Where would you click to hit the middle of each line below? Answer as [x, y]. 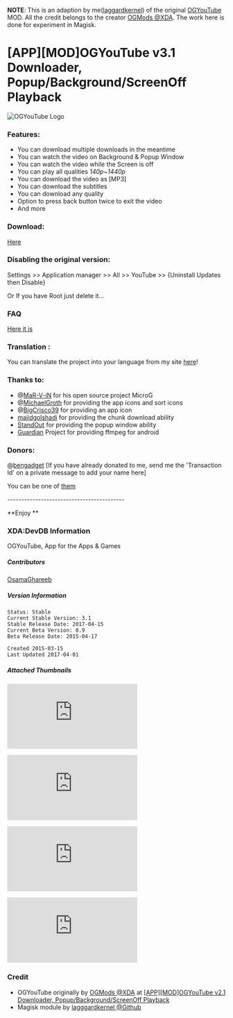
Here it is [20, 329]
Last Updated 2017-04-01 [43, 655]
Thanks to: [26, 380]
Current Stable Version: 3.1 [49, 618]
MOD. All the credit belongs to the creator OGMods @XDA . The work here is [116, 17]
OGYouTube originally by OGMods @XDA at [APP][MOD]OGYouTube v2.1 [121, 992]
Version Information [37, 595]
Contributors [26, 561]
